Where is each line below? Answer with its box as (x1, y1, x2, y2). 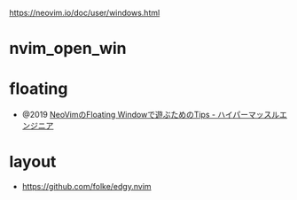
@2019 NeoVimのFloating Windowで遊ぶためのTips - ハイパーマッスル (21, 110, 280, 120)
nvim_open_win (9, 39, 127, 58)
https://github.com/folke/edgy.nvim (21, 181, 152, 192)
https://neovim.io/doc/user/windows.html (9, 8, 160, 18)
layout (9, 152, 57, 172)
